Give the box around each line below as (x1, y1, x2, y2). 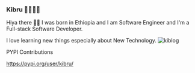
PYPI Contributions (6, 48, 54, 56)
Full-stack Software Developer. (6, 25, 83, 32)
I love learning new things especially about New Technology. (6, 37, 156, 44)
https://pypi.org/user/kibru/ (6, 60, 74, 68)
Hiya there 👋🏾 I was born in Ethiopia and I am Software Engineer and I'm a (6, 19, 190, 26)
